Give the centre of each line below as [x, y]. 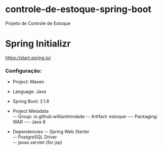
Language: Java [29, 91]
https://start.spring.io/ [28, 58]
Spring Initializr [38, 44]
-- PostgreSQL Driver [35, 137]
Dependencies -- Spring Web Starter [51, 132]
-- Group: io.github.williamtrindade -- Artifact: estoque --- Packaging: [85, 117]
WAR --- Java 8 [29, 122]
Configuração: [24, 71]
